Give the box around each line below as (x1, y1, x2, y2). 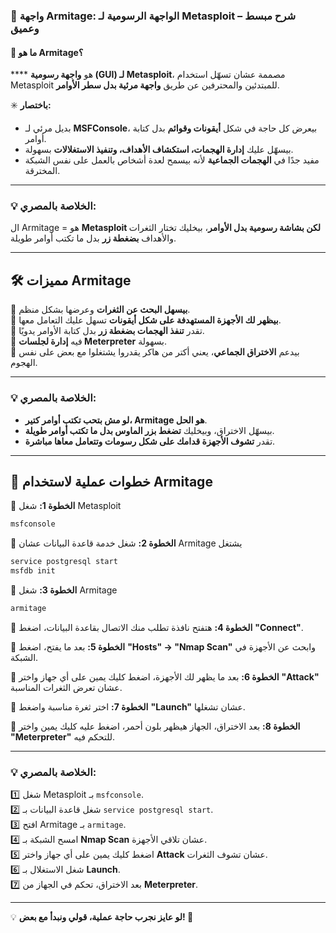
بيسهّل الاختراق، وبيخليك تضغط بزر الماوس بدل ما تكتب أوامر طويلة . (24, 424, 275, 436)
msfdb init (10, 566, 56, 576)
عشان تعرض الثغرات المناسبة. (10, 681, 123, 693)
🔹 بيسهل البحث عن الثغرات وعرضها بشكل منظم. (10, 304, 191, 316)
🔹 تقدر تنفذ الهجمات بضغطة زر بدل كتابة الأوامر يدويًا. (10, 325, 205, 337)
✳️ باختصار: (10, 99, 52, 111)
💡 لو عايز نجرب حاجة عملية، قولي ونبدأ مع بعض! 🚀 (10, 911, 194, 923)
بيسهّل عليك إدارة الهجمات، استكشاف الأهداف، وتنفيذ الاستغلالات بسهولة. (24, 144, 294, 156)
